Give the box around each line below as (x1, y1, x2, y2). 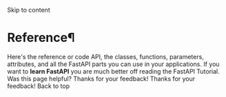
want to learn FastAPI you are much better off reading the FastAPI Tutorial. (7, 67, 220, 75)
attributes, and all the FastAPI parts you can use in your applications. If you (7, 60, 220, 68)
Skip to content (7, 6, 50, 14)
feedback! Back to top (7, 82, 70, 90)
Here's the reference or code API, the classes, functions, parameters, (7, 52, 205, 61)
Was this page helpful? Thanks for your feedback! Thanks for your (7, 74, 196, 83)
